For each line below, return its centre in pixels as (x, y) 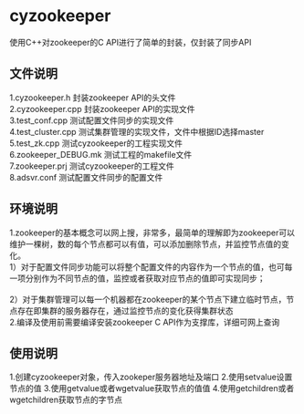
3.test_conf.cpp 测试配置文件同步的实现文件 (92, 120)
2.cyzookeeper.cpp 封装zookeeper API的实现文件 (102, 109)
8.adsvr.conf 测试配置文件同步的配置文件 (86, 177)
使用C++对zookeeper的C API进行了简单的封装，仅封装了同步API (131, 42)
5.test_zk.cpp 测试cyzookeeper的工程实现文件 (96, 143)
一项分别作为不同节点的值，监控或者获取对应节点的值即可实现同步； (137, 278)
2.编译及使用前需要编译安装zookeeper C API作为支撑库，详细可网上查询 (145, 322)
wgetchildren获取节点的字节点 (66, 400)
